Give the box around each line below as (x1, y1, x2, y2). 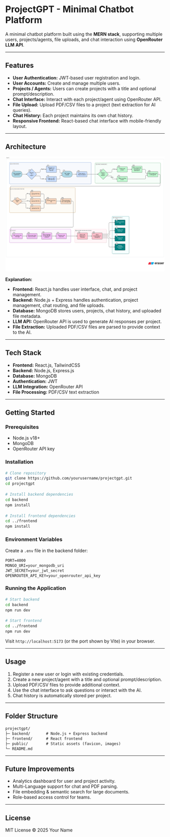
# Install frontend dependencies (5, 513, 76, 519)
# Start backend (5, 596, 39, 602)
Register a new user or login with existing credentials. (12, 671, 124, 677)
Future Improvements (5, 765, 75, 773)
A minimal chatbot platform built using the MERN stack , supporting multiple (5, 31, 163, 37)
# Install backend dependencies (5, 492, 73, 497)
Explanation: (5, 276, 33, 282)
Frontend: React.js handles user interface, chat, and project (12, 286, 138, 292)
